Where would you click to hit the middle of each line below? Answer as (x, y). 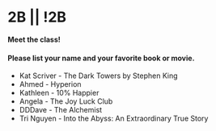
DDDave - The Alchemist (61, 110)
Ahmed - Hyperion (50, 84)
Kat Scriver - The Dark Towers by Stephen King (99, 76)
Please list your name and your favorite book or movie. (101, 58)
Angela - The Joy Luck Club (66, 101)
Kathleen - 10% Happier (59, 93)
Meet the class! (34, 39)
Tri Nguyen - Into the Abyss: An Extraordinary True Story (114, 119)
